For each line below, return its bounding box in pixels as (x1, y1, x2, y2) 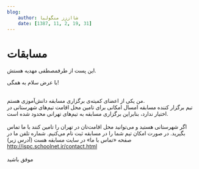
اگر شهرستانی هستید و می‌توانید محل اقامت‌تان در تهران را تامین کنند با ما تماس (7, 123, 187, 130)
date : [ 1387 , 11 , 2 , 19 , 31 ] (18, 20, 92, 26)
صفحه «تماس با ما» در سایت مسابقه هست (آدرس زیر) (7, 136, 132, 144)
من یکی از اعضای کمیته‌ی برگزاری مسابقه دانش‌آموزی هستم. (7, 97, 145, 105)
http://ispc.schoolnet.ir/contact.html (7, 143, 97, 150)
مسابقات (7, 47, 48, 61)
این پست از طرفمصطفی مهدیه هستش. (7, 67, 96, 74)
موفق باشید (7, 156, 34, 163)
